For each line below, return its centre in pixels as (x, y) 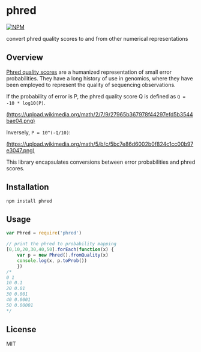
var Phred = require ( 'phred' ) (44, 233)
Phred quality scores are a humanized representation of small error (89, 72)
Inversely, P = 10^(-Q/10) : (38, 132)
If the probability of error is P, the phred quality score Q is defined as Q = (96, 96)
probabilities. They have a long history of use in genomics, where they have (100, 78)
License (21, 330)
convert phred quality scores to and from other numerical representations (97, 38)
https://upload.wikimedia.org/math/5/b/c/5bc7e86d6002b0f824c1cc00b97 (101, 144)
